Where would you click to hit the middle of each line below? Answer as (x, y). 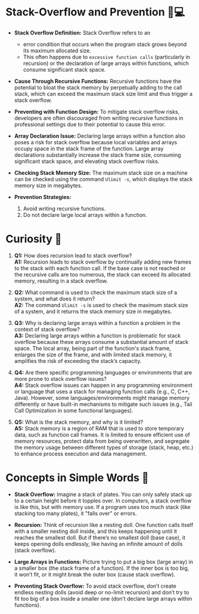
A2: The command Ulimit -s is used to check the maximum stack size (101, 305)
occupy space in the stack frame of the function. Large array (89, 148)
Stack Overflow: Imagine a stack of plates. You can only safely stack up (103, 494)
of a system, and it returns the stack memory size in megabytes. (93, 311)
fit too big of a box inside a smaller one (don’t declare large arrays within (103, 599)
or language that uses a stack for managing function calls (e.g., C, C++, (102, 391)
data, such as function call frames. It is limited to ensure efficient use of (102, 435)
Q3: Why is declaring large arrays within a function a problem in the (97, 322)
